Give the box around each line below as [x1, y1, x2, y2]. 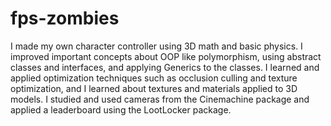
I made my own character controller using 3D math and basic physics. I [10, 40, 303, 52]
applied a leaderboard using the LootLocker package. [10, 103, 232, 116]
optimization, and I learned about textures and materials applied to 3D [10, 82, 298, 94]
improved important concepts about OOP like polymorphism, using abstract [10, 50, 322, 62]
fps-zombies [10, 7, 120, 30]
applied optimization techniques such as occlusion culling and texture [10, 72, 298, 84]
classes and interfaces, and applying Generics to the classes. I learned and [10, 61, 320, 73]
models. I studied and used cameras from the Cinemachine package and [10, 93, 310, 105]
